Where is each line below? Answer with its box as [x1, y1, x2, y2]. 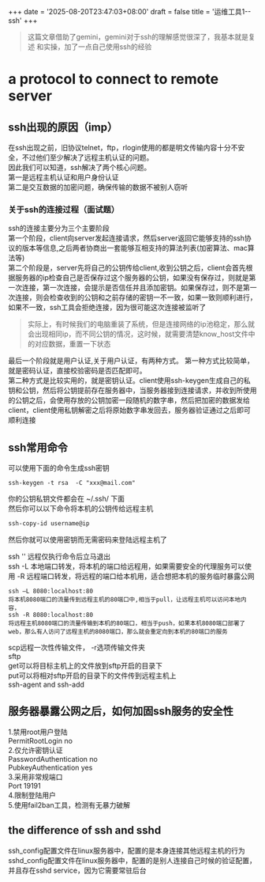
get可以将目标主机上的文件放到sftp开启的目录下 [8, 661, 163, 670]
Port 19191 [8, 781, 41, 790]
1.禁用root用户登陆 [8, 727, 69, 736]
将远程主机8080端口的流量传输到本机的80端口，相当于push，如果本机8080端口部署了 [8, 619, 246, 627]
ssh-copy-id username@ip [8, 520, 90, 528]
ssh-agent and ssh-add [8, 679, 85, 689]
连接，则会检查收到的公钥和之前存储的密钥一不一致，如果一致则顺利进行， [14, 293, 257, 302]
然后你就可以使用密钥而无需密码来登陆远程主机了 [8, 535, 167, 544]
